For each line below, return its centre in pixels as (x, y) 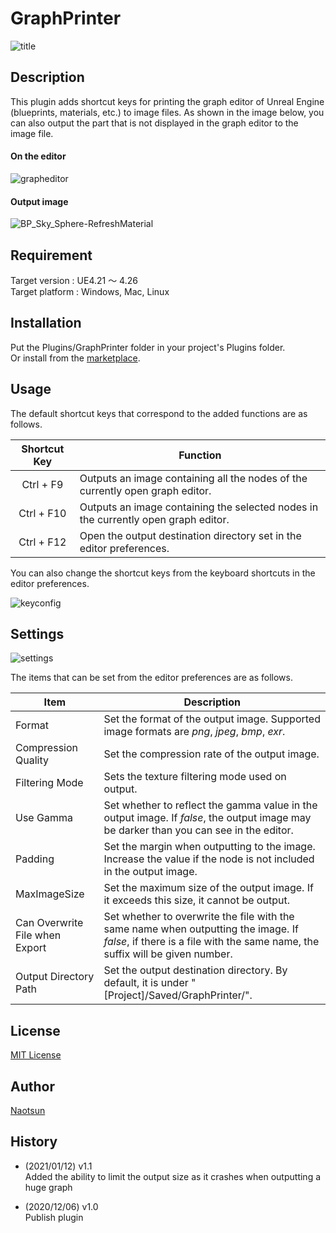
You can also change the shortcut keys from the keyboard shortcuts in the (163, 573)
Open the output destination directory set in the (190, 535)
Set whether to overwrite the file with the (199, 917)
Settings (37, 633)
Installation (46, 323)
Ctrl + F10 (42, 513)
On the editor (38, 156)
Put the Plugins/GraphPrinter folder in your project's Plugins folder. (148, 347)
